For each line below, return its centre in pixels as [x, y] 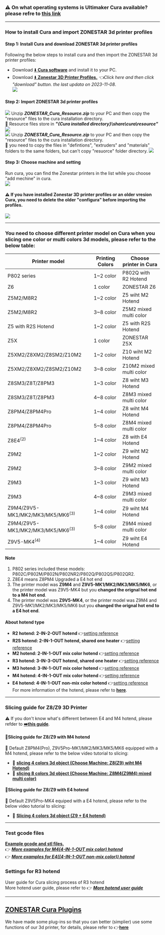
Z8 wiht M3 [135, 380]
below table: [20, 245]
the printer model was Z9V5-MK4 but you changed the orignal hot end [84, 590]
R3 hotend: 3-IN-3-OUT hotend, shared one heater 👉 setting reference [85, 661]
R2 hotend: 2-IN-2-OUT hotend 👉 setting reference [65, 633]
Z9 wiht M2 [135, 451]
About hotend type [25, 622]
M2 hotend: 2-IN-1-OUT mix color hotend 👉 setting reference [76, 654]
